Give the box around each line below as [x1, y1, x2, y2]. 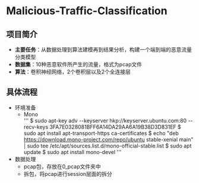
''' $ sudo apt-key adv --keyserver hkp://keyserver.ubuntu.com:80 [23, 117, 187, 124]
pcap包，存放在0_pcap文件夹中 [23, 163, 101, 170]
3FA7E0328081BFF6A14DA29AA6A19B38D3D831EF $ [49, 123, 181, 130]
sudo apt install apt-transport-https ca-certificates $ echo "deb [23, 129, 179, 137]
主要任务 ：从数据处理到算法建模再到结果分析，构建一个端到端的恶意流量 [14, 46, 192, 53]
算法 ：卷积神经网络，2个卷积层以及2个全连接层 [14, 68, 131, 75]
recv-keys [23, 123, 49, 130]
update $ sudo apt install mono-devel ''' [23, 148, 122, 155]
